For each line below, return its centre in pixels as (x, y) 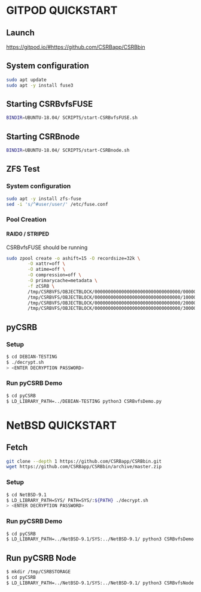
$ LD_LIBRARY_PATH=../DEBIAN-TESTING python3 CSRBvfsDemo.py (84, 401)
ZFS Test (23, 169)
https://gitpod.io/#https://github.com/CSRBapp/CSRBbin (76, 47)
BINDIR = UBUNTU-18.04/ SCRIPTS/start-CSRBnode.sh (68, 151)
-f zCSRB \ (41, 286)
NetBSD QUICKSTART (62, 425)
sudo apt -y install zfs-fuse (44, 199)
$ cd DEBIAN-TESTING (32, 357)
